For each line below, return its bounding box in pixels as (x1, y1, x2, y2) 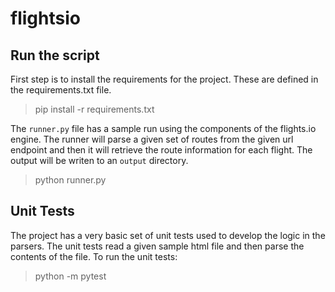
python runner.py (34, 174, 107, 186)
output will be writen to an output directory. (10, 155, 189, 166)
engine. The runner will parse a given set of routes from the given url (10, 133, 294, 145)
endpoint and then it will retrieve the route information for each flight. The (10, 144, 313, 156)
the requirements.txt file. (10, 84, 112, 96)
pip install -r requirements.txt (34, 103, 155, 115)
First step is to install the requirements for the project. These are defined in (10, 73, 319, 85)
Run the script (10, 47, 100, 64)
